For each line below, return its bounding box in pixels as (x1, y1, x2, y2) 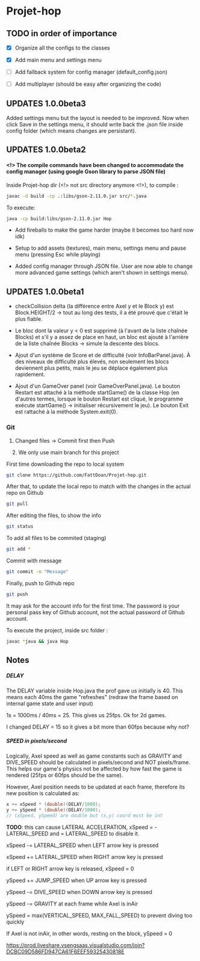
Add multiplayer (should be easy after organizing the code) (14, 80, 161, 88)
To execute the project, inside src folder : (6, 626, 108, 634)
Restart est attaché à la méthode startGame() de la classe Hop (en (14, 389, 180, 396)
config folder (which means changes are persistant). (6, 127, 137, 135)
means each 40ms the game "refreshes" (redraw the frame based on (6, 694, 178, 700)
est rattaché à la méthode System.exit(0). (14, 408, 118, 416)
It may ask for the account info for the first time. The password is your (6, 602, 180, 609)
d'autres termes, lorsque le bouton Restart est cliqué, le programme (14, 395, 184, 402)
